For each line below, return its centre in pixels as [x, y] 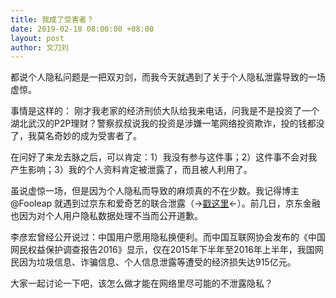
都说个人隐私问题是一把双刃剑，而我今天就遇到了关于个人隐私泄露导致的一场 [168, 77]
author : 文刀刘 [39, 47]
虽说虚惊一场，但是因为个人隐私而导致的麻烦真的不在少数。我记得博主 [155, 191]
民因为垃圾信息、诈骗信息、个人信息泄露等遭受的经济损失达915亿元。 [153, 262]
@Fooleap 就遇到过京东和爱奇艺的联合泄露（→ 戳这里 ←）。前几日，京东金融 [165, 203]
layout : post [37, 38]
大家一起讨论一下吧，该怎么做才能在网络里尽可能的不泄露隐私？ [141, 283]
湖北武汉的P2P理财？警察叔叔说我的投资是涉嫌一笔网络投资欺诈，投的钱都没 [167, 123]
